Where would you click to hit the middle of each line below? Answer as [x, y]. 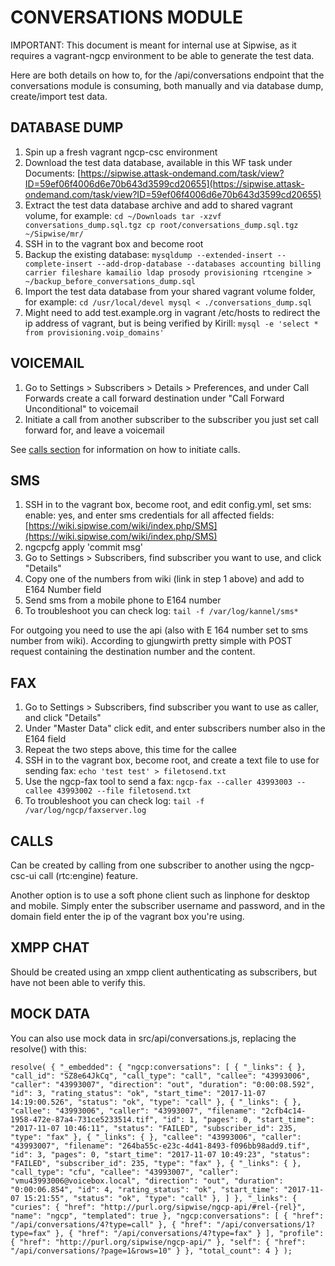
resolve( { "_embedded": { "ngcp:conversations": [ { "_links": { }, [158, 1067]
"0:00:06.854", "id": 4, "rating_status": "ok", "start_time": [145, 1189]
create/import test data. [59, 96]
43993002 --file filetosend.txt [124, 791]
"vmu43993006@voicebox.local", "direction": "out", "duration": [147, 1181]
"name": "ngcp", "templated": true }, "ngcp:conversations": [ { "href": [167, 1216]
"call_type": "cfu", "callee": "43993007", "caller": [125, 1172]
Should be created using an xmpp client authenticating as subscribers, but [164, 972]
